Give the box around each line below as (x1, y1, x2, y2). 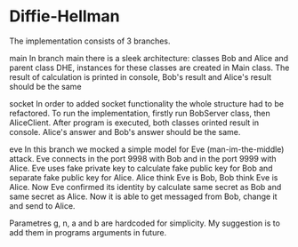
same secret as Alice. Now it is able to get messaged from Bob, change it (9, 191, 278, 202)
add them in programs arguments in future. (9, 227, 167, 237)
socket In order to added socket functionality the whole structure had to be (9, 98, 285, 108)
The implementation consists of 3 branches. (9, 36, 171, 46)
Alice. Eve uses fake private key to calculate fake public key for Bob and (9, 163, 273, 173)
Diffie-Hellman (9, 6, 120, 27)
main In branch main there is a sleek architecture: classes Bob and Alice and (9, 52, 289, 63)
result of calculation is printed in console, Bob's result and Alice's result (9, 71, 272, 82)
